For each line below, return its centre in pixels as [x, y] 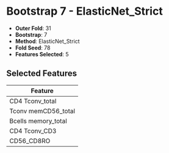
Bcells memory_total [38, 121]
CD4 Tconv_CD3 [33, 131]
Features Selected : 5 [42, 54]
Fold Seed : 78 [33, 48]
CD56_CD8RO [30, 141]
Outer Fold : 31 [33, 28]
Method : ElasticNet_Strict [48, 41]
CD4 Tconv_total [33, 101]
